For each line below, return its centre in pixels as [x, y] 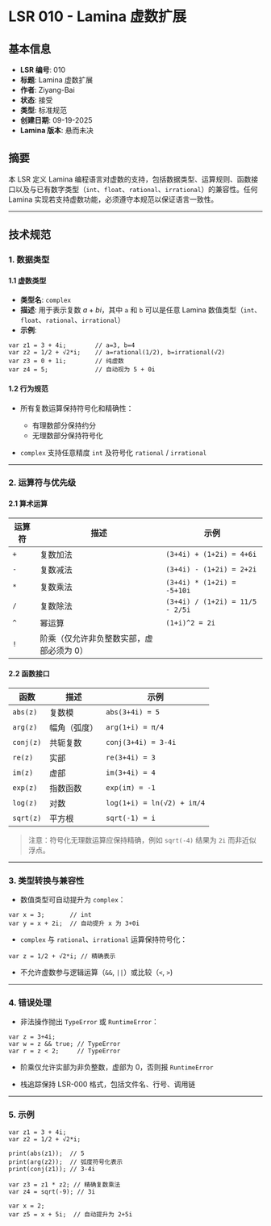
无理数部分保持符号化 [67, 435]
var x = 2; [27, 1206]
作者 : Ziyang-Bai [47, 90]
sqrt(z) [27, 818]
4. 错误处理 [30, 1003]
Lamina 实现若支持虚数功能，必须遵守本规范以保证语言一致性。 [113, 199]
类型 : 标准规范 [43, 110]
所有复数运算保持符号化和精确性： [77, 408]
